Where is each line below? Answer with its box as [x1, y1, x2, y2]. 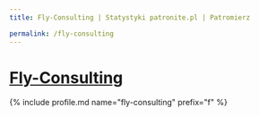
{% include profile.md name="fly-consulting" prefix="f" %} [9, 97, 229, 108]
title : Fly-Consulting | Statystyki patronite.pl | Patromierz [9, 12, 251, 22]
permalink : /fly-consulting [9, 29, 115, 38]
